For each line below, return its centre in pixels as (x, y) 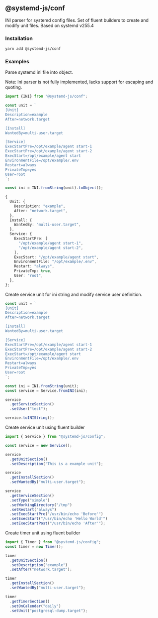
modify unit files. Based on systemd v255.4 (49, 25)
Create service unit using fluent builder (45, 427)
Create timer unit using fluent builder (43, 533)
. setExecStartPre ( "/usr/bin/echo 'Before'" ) (56, 514)
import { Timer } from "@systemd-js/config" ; (53, 542)
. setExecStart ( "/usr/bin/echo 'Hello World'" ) (59, 519)
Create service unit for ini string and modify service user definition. (74, 294)
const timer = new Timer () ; (34, 547)
